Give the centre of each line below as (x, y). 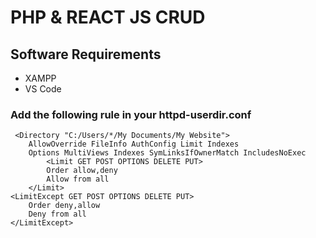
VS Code (43, 89)
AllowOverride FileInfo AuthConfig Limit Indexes (134, 144)
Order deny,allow (64, 206)
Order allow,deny (82, 171)
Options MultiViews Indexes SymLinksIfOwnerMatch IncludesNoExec (167, 153)
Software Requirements (86, 54)
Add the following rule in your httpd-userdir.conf (131, 114)
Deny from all (57, 214)
